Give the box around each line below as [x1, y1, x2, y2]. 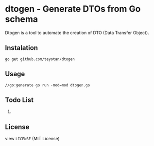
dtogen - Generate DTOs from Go [5, 3, 141, 15]
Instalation [5, 44, 38, 52]
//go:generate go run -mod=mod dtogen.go [5, 82, 90, 88]
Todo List [5, 96, 34, 104]
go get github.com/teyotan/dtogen [5, 57, 75, 62]
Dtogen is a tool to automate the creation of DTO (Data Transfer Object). [5, 30, 149, 35]
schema [5, 14, 38, 25]
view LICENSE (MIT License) [5, 136, 60, 142]
